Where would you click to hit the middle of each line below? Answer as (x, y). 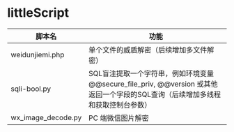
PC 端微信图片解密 (118, 118)
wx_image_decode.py (46, 117)
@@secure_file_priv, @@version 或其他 (153, 84)
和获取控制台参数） (120, 105)
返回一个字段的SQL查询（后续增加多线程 (155, 94)
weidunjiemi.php (38, 54)
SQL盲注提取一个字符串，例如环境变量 (151, 73)
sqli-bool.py (31, 89)
